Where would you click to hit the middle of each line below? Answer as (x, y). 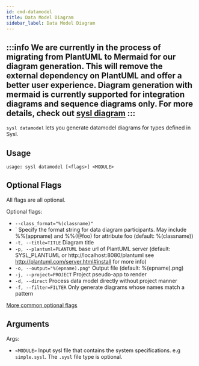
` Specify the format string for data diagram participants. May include (101, 229)
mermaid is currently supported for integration (96, 94)
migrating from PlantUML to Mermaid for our (91, 57)
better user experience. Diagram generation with (99, 85)
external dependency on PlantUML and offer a (94, 76)
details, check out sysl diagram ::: (71, 113)
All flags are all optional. (36, 200)
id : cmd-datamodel (29, 12)
